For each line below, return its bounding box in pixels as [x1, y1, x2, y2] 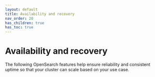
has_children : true [5, 20, 45, 26]
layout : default [5, 7, 38, 12]
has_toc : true [5, 25, 34, 30]
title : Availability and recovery [5, 12, 75, 16]
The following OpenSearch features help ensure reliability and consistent [5, 62, 151, 67]
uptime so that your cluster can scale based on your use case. [5, 67, 129, 73]
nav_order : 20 [5, 16, 34, 21]
